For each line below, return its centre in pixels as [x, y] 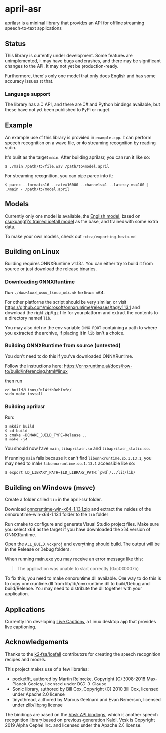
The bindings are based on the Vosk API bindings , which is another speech [82, 714]
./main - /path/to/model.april [37, 189]
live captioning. [21, 627]
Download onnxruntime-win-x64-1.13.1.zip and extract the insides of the [78, 509]
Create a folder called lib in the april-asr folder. [54, 500]
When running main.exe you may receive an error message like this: [74, 559]
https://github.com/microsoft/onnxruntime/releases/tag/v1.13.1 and [73, 307]
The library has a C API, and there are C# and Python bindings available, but [83, 104]
